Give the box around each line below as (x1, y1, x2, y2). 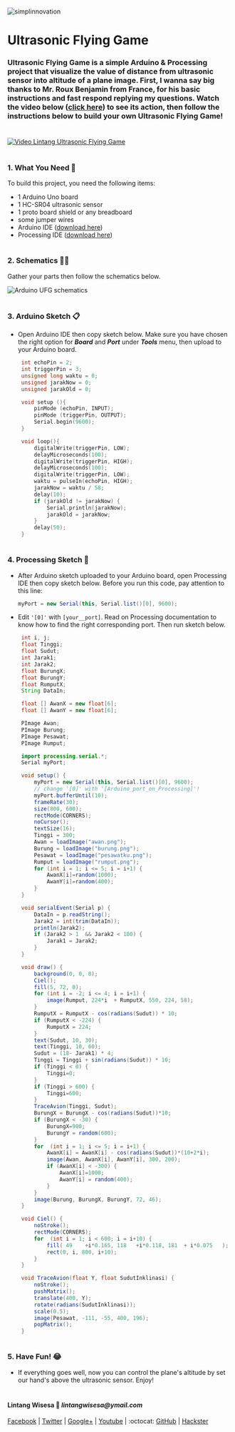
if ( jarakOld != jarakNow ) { (33, 497, 120, 504)
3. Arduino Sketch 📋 (7, 311, 80, 321)
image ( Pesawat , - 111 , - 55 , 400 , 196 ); (33, 1314, 150, 1321)
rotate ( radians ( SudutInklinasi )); (33, 1301, 137, 1309)
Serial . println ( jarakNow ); (46, 504, 127, 512)
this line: (17, 586, 43, 595)
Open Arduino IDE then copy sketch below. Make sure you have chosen (17, 330, 228, 339)
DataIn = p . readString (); (33, 910, 111, 918)
